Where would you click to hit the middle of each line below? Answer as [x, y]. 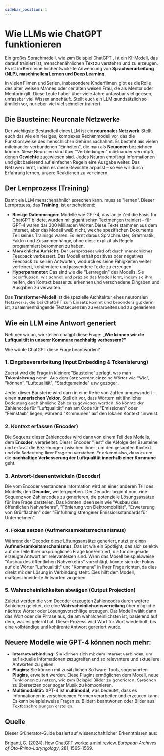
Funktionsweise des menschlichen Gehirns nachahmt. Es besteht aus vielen [82, 141]
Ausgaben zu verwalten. [37, 288]
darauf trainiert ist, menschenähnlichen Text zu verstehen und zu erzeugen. [82, 63]
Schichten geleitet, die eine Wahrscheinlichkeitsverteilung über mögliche [80, 606]
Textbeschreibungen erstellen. [43, 706]
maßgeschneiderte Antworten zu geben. [46, 578]
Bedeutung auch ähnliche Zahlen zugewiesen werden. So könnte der [75, 403]
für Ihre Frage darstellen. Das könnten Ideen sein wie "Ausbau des [72, 502]
